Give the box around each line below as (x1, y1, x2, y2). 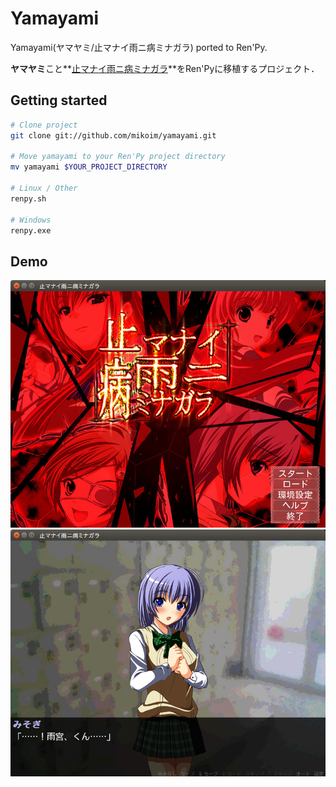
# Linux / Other (10, 183, 78, 193)
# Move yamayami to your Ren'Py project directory (10, 152, 226, 162)
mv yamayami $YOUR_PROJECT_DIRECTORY (10, 162, 168, 172)
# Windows (10, 215, 52, 225)
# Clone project (10, 120, 78, 130)
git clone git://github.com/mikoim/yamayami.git (10, 130, 217, 141)
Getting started (10, 92, 108, 109)
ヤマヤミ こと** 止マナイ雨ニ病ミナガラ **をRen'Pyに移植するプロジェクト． (10, 62, 320, 74)
